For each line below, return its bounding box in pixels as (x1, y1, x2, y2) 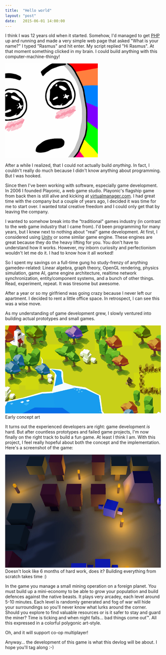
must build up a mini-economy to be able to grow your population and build (5, 589, 159, 594)
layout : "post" (5, 13, 37, 18)
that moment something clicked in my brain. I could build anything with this (5, 49, 158, 55)
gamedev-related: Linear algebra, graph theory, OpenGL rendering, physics (5, 265, 159, 271)
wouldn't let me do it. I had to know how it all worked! (5, 250, 114, 256)
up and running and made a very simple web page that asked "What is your (5, 38, 159, 44)
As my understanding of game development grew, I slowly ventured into (5, 310, 152, 316)
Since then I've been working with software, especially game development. (5, 182, 158, 188)
